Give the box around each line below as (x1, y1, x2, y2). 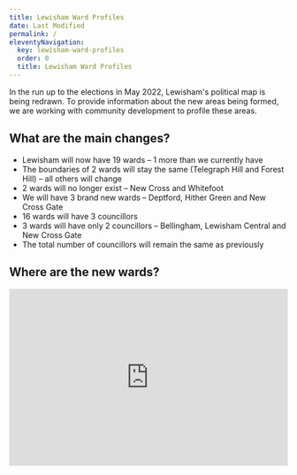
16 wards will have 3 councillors (21, 211, 139, 221)
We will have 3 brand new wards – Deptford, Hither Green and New (21, 192, 267, 203)
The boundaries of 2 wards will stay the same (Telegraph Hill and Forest (21, 164, 285, 174)
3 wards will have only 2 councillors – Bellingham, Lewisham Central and (21, 220, 286, 231)
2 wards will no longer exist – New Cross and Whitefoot (21, 182, 224, 193)
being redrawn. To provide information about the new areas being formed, (9, 96, 279, 106)
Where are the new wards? (9, 264, 160, 280)
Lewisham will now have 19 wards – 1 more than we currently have (21, 154, 263, 165)
